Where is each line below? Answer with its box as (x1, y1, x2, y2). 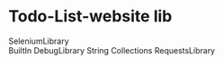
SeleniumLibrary (8, 36, 69, 46)
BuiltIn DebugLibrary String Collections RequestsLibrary (8, 45, 216, 55)
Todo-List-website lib (8, 6, 173, 27)
